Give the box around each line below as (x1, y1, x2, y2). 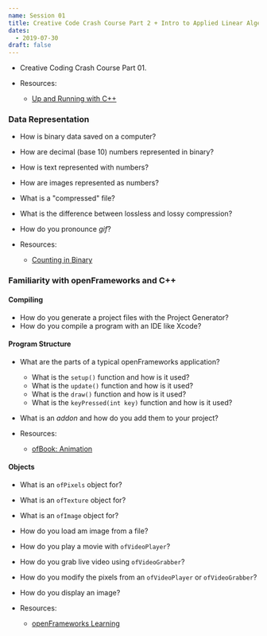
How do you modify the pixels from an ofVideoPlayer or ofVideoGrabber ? (19, 572, 257, 582)
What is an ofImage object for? (19, 510, 119, 520)
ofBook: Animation (31, 443, 93, 454)
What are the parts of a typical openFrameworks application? (19, 357, 220, 366)
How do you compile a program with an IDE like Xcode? (19, 321, 202, 330)
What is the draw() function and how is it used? (31, 389, 187, 399)
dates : (8, 26, 30, 34)
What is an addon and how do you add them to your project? (19, 413, 219, 423)
